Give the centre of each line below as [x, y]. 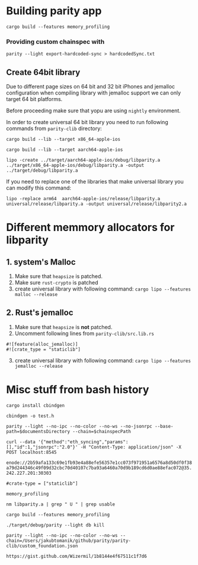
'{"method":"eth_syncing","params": [83, 442]
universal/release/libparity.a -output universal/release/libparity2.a [96, 204]
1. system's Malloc [41, 262]
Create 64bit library [43, 72]
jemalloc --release [39, 366]
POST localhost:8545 [32, 452]
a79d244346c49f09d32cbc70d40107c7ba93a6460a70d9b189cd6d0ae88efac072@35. [99, 468]
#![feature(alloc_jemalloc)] [42, 344]
